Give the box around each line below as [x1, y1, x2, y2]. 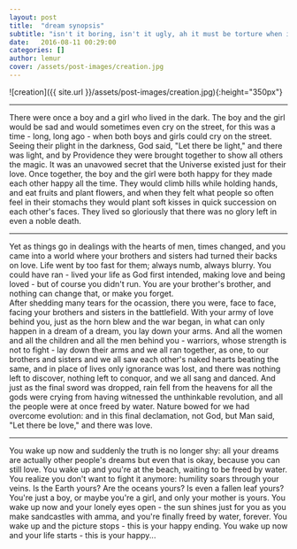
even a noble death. [9, 215, 82, 226]
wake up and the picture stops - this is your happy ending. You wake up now [9, 520, 288, 531]
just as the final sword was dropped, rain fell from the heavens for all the [9, 382, 273, 392]
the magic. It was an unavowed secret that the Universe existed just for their [9, 159, 287, 169]
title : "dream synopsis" [9, 21, 104, 30]
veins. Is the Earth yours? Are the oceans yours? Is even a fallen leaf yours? [9, 483, 285, 493]
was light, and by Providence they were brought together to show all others [9, 150, 284, 160]
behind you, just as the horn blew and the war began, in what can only [9, 316, 265, 327]
